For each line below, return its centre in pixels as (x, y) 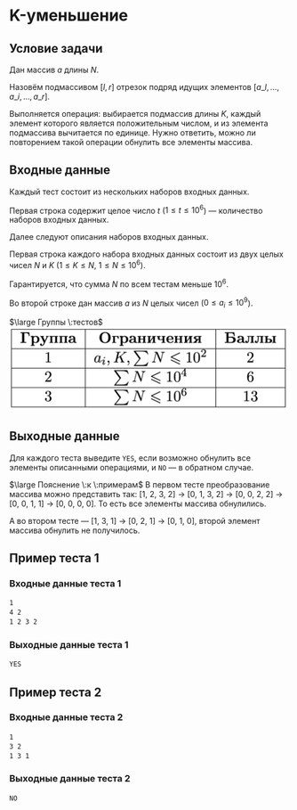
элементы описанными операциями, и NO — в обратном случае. (132, 467)
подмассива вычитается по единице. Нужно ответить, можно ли (132, 133)
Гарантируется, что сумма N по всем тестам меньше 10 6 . (119, 283)
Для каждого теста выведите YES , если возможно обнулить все (130, 458)
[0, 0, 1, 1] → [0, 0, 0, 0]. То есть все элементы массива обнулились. (138, 503)
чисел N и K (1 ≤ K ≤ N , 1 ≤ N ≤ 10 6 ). (77, 265)
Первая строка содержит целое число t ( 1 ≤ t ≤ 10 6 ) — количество (136, 209)
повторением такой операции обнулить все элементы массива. (131, 142)
